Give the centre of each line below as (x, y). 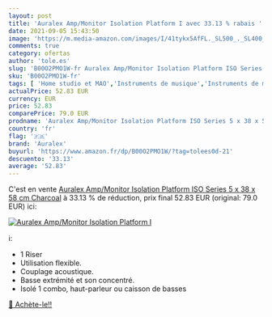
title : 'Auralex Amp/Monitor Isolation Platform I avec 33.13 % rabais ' (136, 23)
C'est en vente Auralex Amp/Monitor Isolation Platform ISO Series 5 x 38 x (132, 189)
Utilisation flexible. (51, 263)
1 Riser (31, 255)
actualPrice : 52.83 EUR (49, 91)
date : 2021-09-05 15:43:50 (54, 31)
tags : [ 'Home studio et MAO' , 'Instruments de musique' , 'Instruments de (134, 83)
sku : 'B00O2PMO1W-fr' (45, 76)
